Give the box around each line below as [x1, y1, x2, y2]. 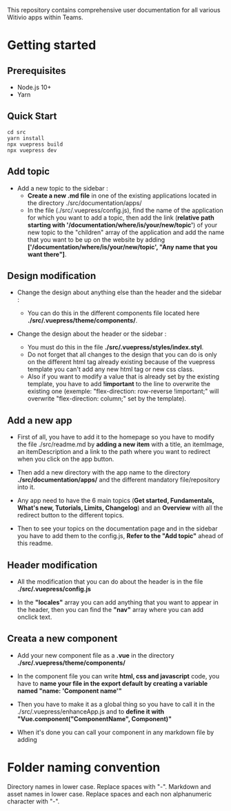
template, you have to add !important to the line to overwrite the [27, 380, 210, 388]
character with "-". [7, 797, 60, 805]
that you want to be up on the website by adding [27, 235, 165, 244]
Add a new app [7, 414, 72, 426]
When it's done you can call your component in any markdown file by [17, 728, 214, 736]
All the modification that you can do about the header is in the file [17, 578, 203, 586]
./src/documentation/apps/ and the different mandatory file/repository [17, 476, 221, 484]
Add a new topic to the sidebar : [17, 184, 108, 192]
